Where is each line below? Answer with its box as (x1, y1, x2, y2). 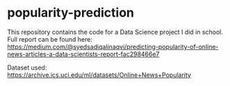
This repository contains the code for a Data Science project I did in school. (7, 28, 224, 36)
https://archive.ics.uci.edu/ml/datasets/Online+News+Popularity (7, 71, 191, 79)
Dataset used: (7, 63, 47, 71)
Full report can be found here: (7, 35, 92, 43)
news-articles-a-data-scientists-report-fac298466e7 (7, 50, 160, 58)
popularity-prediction (7, 5, 134, 21)
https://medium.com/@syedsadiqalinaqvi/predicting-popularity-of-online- (7, 42, 219, 51)
